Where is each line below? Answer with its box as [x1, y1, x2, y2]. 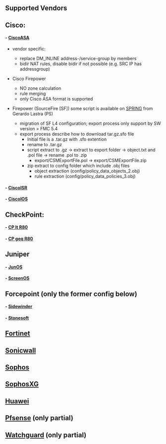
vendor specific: [12, 46, 46, 52]
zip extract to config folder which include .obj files [27, 163, 130, 169]
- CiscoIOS [5, 196, 28, 202]
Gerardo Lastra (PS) [12, 110, 54, 116]
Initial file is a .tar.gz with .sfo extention [27, 136, 107, 142]
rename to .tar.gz [27, 141, 62, 147]
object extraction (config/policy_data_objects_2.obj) [34, 168, 140, 174]
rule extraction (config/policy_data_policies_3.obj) [34, 173, 136, 179]
